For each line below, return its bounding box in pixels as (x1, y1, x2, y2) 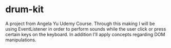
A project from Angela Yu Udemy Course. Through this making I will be (5, 20, 155, 27)
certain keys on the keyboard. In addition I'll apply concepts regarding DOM (5, 31, 165, 37)
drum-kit (5, 4, 44, 15)
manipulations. (5, 37, 36, 43)
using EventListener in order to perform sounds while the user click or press (5, 26, 166, 32)
